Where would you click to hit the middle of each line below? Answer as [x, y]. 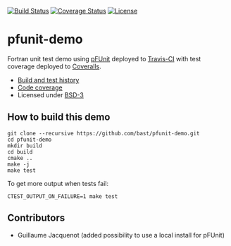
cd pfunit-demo [30, 140]
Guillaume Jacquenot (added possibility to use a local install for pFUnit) [121, 235]
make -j [19, 164]
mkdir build [25, 146]
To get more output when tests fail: [58, 183]
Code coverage [40, 87]
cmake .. [20, 158]
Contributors [36, 218]
